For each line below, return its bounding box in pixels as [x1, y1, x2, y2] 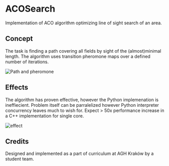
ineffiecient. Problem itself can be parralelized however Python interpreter [5, 102, 159, 108]
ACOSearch [5, 3, 55, 15]
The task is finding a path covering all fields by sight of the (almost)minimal [5, 48, 161, 54]
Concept [5, 34, 33, 43]
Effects [5, 83, 29, 92]
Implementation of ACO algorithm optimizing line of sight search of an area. [5, 20, 162, 26]
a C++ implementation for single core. [5, 112, 84, 119]
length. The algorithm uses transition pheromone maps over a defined [5, 53, 150, 59]
